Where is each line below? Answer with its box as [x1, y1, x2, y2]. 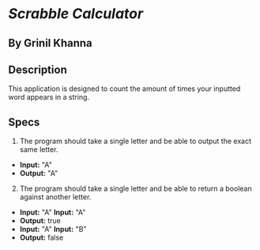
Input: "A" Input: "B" [19, 225, 87, 234]
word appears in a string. [8, 93, 89, 102]
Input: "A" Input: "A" [19, 207, 86, 218]
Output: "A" [19, 169, 58, 178]
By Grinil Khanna [8, 36, 92, 50]
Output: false [19, 233, 64, 242]
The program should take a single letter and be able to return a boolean [19, 184, 252, 194]
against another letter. [19, 192, 92, 202]
